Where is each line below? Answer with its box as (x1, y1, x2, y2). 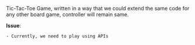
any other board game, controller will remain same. (6, 11, 129, 18)
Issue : (6, 22, 22, 29)
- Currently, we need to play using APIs (6, 33, 109, 39)
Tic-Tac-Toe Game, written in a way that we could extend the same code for (6, 5, 190, 12)
